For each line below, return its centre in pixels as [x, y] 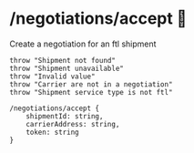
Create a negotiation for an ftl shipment [83, 44]
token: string [52, 132]
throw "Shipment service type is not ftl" [91, 92]
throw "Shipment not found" [63, 60]
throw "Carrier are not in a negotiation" [91, 84]
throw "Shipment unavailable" [67, 68]
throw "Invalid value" [52, 76]
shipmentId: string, [65, 116]
